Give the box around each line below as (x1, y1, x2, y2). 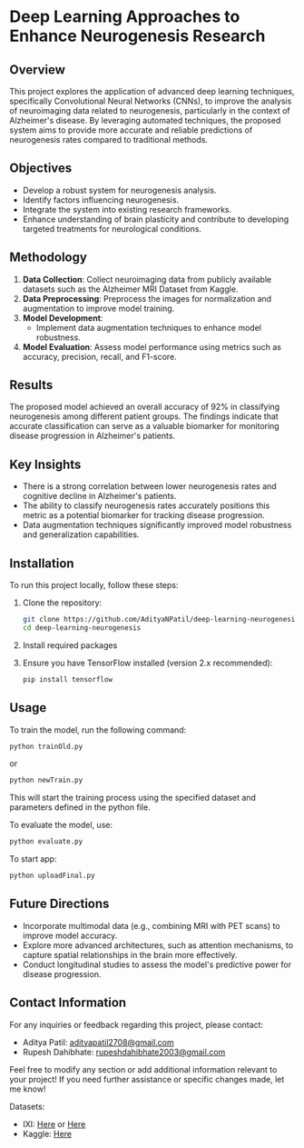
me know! (9, 1083, 46, 1094)
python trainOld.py (9, 742, 83, 751)
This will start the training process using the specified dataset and (9, 793, 257, 804)
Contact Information (9, 995, 127, 1011)
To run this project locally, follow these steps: (9, 580, 179, 591)
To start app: (9, 854, 57, 864)
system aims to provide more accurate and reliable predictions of (9, 125, 253, 135)
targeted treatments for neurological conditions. (22, 223, 202, 234)
